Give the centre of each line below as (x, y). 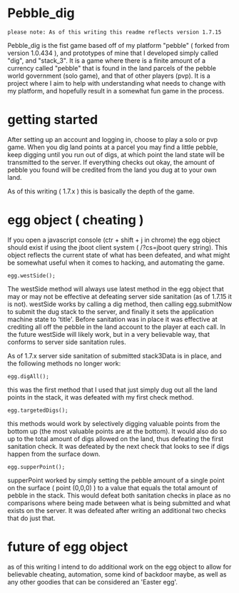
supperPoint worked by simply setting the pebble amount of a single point (116, 480)
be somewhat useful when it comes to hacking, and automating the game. (116, 263)
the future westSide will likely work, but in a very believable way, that (109, 334)
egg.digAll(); (29, 376)
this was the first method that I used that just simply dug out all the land (112, 390)
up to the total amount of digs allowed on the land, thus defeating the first (116, 439)
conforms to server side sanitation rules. (67, 342)
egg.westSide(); (31, 275)
